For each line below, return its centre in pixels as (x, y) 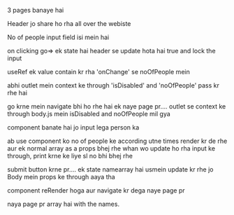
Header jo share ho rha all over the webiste (69, 23)
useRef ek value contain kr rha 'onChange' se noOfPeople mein (98, 72)
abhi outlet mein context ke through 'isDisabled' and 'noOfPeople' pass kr (114, 85)
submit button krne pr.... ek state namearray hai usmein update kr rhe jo (111, 169)
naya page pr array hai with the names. (64, 204)
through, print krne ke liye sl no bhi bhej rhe (70, 156)
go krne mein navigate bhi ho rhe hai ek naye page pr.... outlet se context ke (117, 106)
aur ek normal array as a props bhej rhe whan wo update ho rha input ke (111, 148)
